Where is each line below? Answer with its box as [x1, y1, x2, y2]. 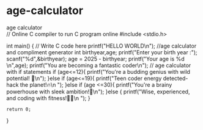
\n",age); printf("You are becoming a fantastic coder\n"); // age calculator [6, 62, 191, 69]
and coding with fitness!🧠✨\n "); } [6, 94, 90, 101]
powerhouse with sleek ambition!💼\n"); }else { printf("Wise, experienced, [6, 88, 190, 95]
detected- [163, 74, 188, 82]
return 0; [6, 106, 32, 112]
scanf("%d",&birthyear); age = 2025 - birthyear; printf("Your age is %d [6, 55, 185, 62]
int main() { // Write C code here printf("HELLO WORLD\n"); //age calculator [6, 42, 197, 49]
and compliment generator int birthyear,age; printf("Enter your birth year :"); [6, 48, 197, 56]
